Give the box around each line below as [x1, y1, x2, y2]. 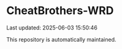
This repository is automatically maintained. [6, 36, 116, 43]
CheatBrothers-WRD [6, 4, 114, 18]
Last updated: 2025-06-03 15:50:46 [6, 24, 98, 31]
